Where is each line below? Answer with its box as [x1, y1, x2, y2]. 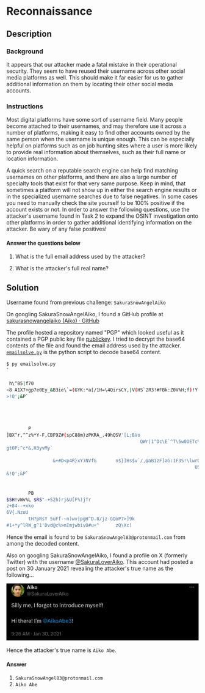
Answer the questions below [6, 239, 81, 246]
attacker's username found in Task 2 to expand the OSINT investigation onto [6, 212, 198, 220]
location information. [6, 155, 59, 163]
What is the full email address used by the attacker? [15, 253, 146, 261]
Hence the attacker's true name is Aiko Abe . [6, 647, 117, 654]
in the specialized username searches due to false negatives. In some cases [6, 193, 198, 200]
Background [6, 47, 44, 56]
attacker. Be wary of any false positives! [6, 225, 107, 233]
